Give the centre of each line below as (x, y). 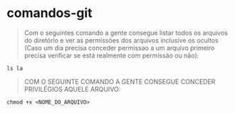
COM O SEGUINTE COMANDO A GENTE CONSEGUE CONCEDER (120, 81)
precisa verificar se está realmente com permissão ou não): (111, 55)
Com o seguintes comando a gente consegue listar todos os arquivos (126, 33)
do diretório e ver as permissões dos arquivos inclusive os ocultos (121, 40)
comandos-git (50, 13)
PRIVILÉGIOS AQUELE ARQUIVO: (72, 89)
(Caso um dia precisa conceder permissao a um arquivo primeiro (119, 48)
